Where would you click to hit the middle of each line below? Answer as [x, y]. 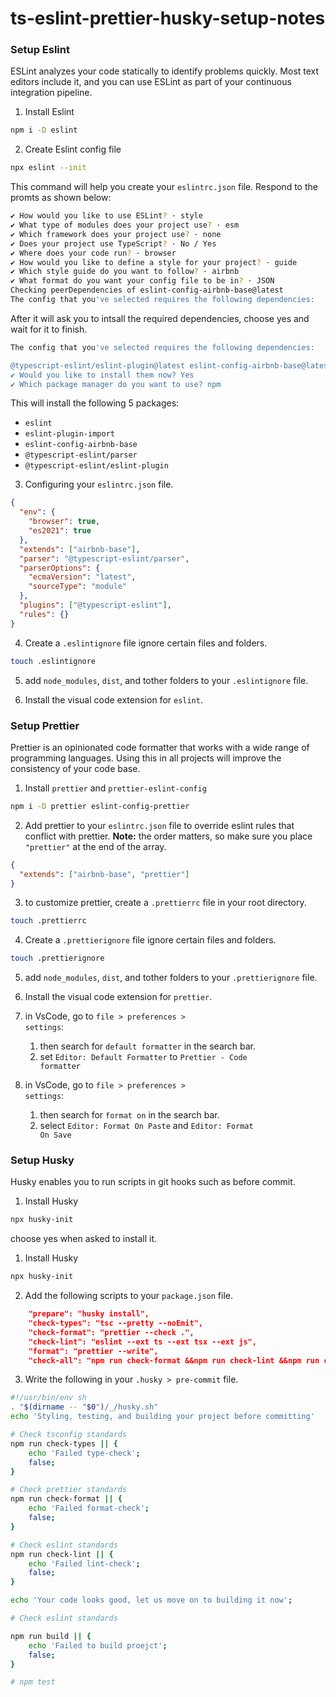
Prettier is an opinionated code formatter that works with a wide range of [160, 747]
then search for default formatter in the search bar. [147, 1046]
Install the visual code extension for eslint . [113, 699]
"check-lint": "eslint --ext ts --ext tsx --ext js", [142, 1342]
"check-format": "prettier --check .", [111, 1332]
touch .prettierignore [57, 958]
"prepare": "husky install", [89, 1314]
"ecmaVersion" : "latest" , [82, 577]
